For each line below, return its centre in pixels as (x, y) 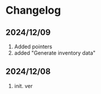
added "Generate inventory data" (55, 53)
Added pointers (33, 46)
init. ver (23, 86)
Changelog (33, 10)
